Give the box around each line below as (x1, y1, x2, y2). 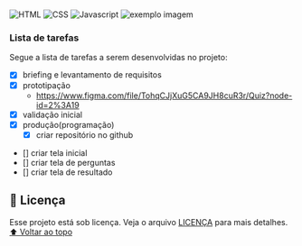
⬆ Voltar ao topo (9, 226, 73, 237)
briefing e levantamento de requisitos (22, 69, 163, 80)
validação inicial (22, 109, 83, 120)
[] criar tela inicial (22, 147, 88, 158)
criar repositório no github (35, 129, 134, 140)
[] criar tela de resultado (22, 167, 113, 178)
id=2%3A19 (35, 99, 80, 110)
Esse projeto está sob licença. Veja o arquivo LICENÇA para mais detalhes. (9, 216, 288, 227)
